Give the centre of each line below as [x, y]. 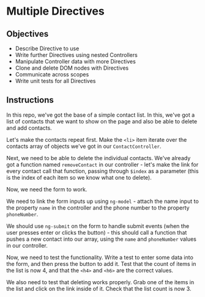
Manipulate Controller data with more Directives [75, 61]
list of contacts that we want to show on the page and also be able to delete [102, 121]
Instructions [30, 100]
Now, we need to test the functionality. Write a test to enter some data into [100, 257]
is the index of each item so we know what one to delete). [79, 177]
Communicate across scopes [52, 74]
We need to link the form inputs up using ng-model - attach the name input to [102, 201]
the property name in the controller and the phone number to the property [98, 207]
